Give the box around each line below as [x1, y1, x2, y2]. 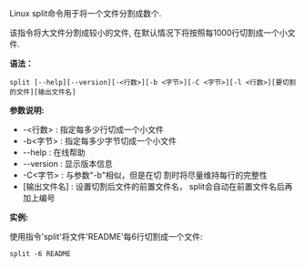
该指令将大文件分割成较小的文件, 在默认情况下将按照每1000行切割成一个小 [9, 27, 289, 38]
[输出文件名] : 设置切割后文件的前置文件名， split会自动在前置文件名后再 [22, 181, 293, 191]
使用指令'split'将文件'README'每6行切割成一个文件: [9, 231, 203, 241]
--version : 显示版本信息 [22, 159, 114, 169]
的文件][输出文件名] [9, 87, 76, 97]
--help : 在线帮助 [22, 147, 86, 158]
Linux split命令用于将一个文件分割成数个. [9, 8, 162, 18]
